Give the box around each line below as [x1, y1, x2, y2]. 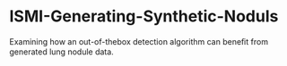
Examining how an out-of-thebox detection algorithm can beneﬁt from [9, 36, 269, 46]
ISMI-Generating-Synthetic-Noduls [9, 6, 279, 27]
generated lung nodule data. [9, 46, 114, 57]
